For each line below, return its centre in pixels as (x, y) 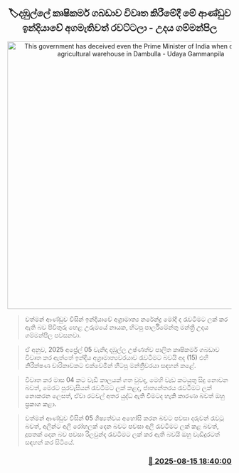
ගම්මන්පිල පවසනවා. (53, 335)
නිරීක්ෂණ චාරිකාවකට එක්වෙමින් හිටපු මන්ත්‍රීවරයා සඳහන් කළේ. (111, 365)
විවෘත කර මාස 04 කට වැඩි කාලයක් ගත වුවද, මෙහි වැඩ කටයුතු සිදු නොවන (127, 380)
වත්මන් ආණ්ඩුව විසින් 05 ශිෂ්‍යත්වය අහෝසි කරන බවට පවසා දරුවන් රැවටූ (124, 418)
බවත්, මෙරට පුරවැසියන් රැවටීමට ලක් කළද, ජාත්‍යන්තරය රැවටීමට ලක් (118, 387)
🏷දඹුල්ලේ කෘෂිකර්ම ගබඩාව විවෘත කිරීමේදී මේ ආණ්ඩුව (119, 13)
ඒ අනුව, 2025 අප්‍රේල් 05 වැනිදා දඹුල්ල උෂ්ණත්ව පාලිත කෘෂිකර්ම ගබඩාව (122, 349)
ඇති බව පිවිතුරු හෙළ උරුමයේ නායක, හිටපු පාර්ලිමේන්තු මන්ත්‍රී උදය (117, 327)
